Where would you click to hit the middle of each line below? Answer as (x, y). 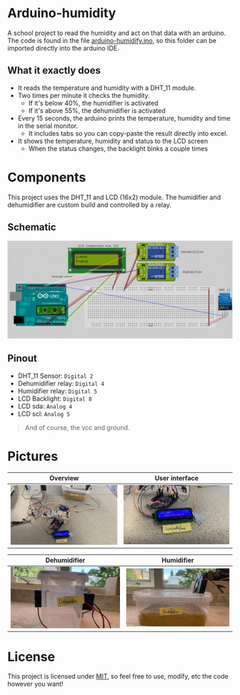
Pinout (22, 359)
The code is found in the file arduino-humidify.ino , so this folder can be (112, 40)
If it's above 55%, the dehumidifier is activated (97, 110)
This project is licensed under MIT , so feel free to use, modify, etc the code (118, 676)
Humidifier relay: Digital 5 (57, 391)
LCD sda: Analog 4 (45, 406)
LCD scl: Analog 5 (44, 414)
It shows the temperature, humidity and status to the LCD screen (113, 141)
